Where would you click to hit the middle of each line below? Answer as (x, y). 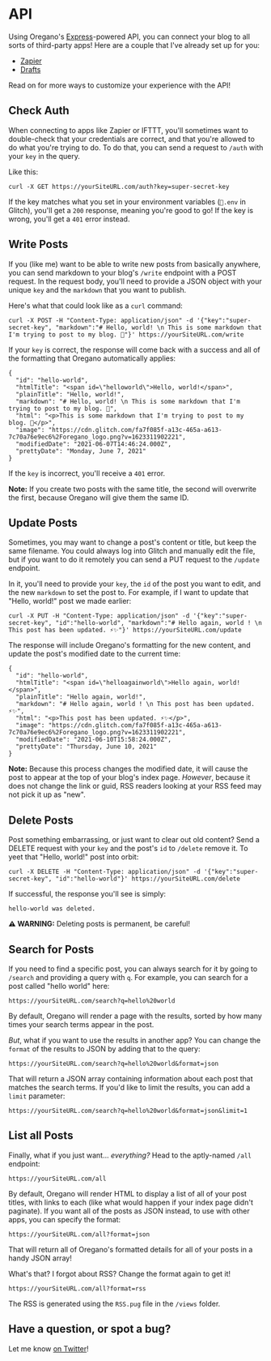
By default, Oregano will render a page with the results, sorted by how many (135, 1016)
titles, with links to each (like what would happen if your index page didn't (131, 1202)
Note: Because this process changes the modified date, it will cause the (128, 769)
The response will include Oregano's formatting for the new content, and (129, 645)
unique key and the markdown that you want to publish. (97, 289)
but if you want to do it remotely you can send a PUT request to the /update (134, 559)
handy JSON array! (40, 1258)
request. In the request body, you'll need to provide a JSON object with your (135, 281)
